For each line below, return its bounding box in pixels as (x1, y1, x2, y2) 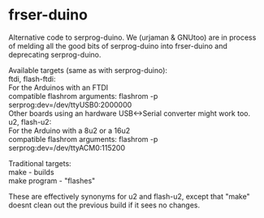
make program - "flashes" (8, 176, 96, 186)
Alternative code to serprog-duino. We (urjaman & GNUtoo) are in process (8, 32, 257, 42)
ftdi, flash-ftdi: (8, 74, 56, 83)
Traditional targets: (8, 158, 71, 168)
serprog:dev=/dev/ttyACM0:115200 (8, 143, 126, 152)
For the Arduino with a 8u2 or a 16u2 (8, 126, 131, 135)
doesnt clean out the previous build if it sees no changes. (8, 200, 201, 210)
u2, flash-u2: (8, 117, 52, 126)
